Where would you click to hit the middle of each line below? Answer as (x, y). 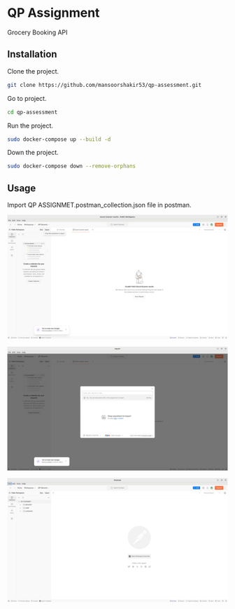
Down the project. (33, 153)
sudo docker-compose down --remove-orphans (72, 166)
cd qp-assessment (33, 112)
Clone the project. (33, 71)
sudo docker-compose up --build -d (59, 139)
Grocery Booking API (37, 32)
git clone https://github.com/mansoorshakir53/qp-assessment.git (104, 85)
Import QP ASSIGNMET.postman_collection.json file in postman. (99, 205)
